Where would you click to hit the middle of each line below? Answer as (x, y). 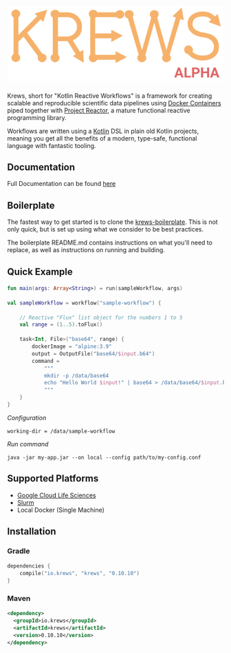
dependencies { (29, 566)
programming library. (37, 117)
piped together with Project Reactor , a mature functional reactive (99, 110)
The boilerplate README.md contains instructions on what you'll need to (110, 242)
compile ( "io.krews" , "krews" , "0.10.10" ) (79, 574)
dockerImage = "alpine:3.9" (72, 346)
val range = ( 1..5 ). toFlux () (61, 325)
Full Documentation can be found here (62, 184)
